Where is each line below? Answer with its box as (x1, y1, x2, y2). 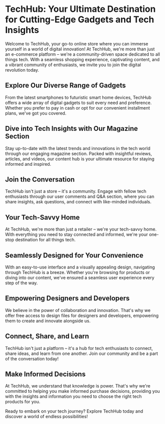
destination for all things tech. (15, 237, 76, 243)
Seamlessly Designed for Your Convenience (5, 251, 144, 260)
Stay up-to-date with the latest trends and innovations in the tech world (5, 145, 151, 151)
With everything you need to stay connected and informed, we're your (5, 231, 148, 237)
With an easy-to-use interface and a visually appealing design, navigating (5, 264, 155, 270)
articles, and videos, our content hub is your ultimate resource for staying (5, 155, 155, 161)
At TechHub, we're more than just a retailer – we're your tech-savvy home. (5, 226, 157, 232)
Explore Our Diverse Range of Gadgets (5, 81, 126, 90)
